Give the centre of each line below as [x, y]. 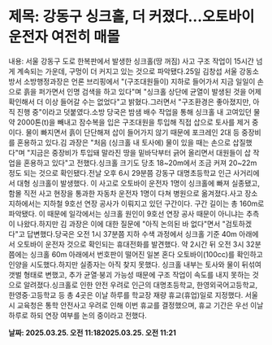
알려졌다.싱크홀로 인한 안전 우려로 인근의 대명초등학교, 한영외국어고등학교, [140, 285]
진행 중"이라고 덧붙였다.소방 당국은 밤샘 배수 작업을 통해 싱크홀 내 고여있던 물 [138, 111]
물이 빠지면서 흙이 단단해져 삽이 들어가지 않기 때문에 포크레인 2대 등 [133, 132]
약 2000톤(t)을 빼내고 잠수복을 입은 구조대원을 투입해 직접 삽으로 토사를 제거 [129, 122]
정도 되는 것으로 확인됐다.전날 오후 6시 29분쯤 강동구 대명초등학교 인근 [120, 172]
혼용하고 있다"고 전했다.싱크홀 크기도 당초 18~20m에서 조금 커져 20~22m [140, 163]
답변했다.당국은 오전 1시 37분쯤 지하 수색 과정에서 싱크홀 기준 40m [132, 234]
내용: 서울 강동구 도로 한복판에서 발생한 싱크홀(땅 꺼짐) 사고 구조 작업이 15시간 [131, 61]
